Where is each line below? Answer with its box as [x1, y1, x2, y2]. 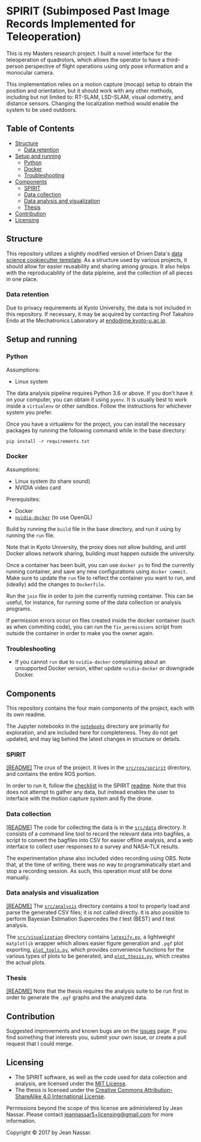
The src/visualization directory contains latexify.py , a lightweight [6, 933, 175, 940]
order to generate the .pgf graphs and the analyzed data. [6, 994, 148, 1001]
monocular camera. [6, 69, 55, 76]
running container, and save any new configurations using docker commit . [6, 568, 188, 575]
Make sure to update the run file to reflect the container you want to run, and [6, 574, 196, 582]
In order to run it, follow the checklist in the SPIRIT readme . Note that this [6, 782, 187, 789]
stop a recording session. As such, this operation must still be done [6, 867, 173, 874]
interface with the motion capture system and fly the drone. [6, 795, 154, 802]
